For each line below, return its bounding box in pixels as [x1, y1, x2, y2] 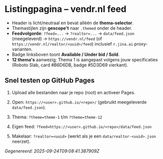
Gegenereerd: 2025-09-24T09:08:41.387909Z [4, 148, 100, 154]
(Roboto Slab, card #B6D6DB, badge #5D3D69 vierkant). [11, 62, 128, 68]
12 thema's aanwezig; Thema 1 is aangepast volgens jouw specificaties [11, 56, 158, 62]
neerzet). [11, 138, 31, 144]
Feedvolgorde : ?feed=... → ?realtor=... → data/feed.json [11, 30, 135, 36]
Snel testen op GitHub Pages [4, 76, 95, 85]
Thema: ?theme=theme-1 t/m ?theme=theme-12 [11, 114, 103, 120]
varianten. [11, 46, 33, 52]
